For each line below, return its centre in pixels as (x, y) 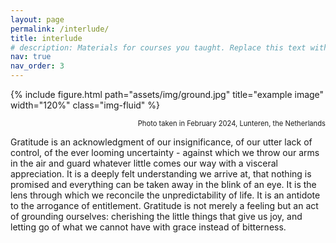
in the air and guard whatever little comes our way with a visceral (144, 163)
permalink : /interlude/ (60, 29)
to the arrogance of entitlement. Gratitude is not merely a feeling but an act (164, 205)
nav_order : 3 (37, 66)
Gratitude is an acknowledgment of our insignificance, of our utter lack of (161, 142)
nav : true (31, 57)
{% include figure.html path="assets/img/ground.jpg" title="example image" (167, 94)
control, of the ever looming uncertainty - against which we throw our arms (165, 152)
